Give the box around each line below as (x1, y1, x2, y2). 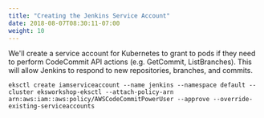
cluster (8, 88, 35, 96)
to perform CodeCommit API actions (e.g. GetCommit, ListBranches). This (8, 57, 253, 67)
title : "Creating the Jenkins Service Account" (8, 11, 171, 20)
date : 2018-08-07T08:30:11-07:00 (8, 19, 120, 27)
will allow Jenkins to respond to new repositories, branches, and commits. (8, 66, 254, 75)
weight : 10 (8, 26, 45, 35)
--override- (213, 96, 253, 104)
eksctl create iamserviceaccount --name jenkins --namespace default (8, 81, 246, 89)
